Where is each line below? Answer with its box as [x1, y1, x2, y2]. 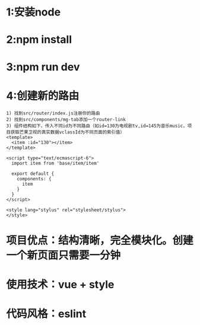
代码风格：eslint [6, 307, 87, 321]
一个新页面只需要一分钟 [6, 248, 121, 262]
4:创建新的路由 [6, 89, 80, 103]
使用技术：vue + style [6, 278, 115, 291]
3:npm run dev [6, 60, 80, 74]
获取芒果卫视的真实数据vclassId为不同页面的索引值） [10, 129, 125, 135]
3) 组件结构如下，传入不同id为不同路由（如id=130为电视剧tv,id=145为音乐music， [6, 123, 188, 129]
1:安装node [6, 5, 61, 19]
